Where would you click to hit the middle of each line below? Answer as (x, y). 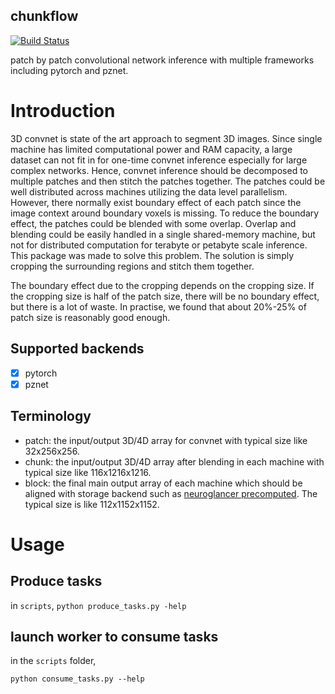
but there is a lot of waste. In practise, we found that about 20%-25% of (158, 306)
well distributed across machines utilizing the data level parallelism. (149, 191)
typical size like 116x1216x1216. (88, 472)
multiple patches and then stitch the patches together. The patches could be (168, 181)
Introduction (63, 111)
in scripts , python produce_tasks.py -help (98, 605)
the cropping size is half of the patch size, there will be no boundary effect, (165, 296)
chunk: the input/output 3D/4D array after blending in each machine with (174, 461)
